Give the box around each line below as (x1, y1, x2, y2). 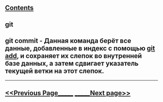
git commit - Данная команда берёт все (5, 37, 131, 45)
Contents (5, 4, 34, 12)
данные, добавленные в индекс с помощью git (5, 44, 155, 53)
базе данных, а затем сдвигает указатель (5, 59, 139, 68)
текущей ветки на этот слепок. (5, 67, 104, 75)
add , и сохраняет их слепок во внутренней (5, 52, 142, 60)
